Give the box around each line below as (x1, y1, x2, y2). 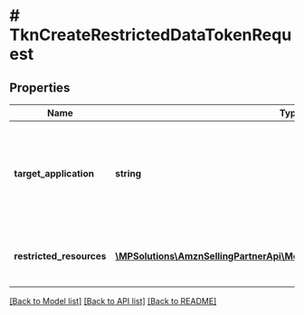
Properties (9, 80, 71, 95)
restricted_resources (14, 250, 107, 262)
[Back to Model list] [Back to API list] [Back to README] (9, 296, 217, 306)
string (115, 167, 142, 179)
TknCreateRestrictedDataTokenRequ (9, 24, 292, 45)
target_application (14, 167, 95, 179)
